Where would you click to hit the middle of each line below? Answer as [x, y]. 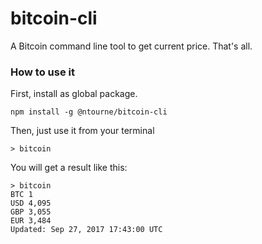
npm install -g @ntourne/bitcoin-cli [89, 112]
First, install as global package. [74, 94]
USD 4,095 [31, 203]
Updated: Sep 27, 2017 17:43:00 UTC [86, 230]
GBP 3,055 [31, 212]
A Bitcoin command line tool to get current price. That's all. [131, 46]
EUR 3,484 [31, 221]
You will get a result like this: [69, 168]
